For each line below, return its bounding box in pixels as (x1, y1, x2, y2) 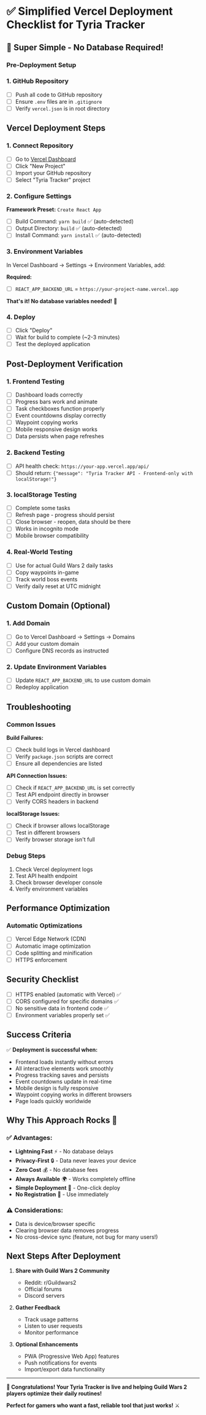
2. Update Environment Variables (6, 662, 107, 671)
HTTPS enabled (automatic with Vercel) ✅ (15, 990, 121, 998)
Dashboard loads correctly (15, 391, 83, 398)
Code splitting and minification (15, 949, 93, 956)
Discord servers (24, 1292, 65, 1300)
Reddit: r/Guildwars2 (24, 1279, 77, 1287)
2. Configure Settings (6, 192, 72, 200)
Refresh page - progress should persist (15, 511, 115, 519)
